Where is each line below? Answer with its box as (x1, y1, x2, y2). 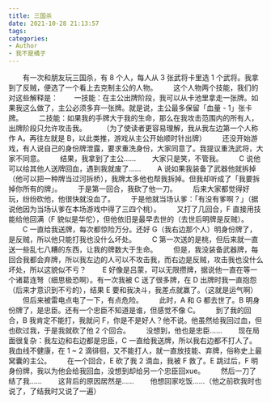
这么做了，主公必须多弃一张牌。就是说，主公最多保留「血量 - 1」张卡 (22, 103, 253, 112)
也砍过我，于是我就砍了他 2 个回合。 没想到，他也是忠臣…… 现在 (8, 325, 253, 335)
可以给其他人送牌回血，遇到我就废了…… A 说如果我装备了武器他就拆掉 (8, 163, 256, 173)
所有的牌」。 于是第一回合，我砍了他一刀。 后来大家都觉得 (22, 184, 243, 193)
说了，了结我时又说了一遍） (8, 386, 101, 396)
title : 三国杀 (8, 11, 53, 20)
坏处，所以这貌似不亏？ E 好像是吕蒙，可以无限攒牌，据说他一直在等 (8, 265, 251, 274)
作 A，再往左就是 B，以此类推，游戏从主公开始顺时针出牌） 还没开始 (8, 134, 251, 142)
